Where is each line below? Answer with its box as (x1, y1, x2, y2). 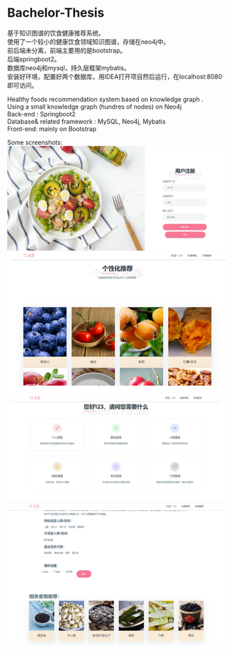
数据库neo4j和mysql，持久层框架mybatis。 (7, 63, 131, 72)
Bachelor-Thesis (7, 5, 105, 21)
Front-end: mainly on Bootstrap (7, 124, 97, 133)
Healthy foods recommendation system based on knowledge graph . (7, 95, 204, 103)
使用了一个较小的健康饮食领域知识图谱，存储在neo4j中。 (7, 37, 170, 46)
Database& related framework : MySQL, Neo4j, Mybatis (7, 117, 166, 125)
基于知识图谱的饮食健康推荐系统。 (7, 29, 105, 37)
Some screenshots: (7, 138, 63, 146)
